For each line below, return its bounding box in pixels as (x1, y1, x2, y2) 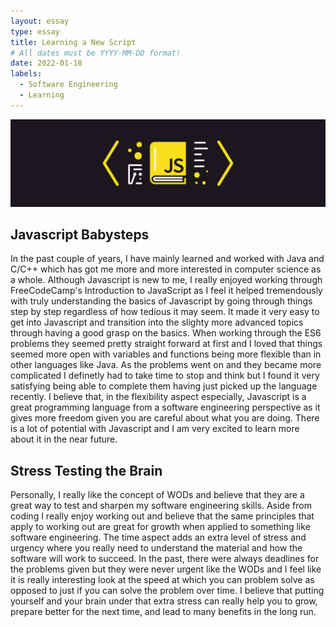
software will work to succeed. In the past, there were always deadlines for (10, 553, 320, 565)
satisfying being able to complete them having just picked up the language (10, 380, 318, 392)
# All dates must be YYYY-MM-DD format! (10, 48, 182, 58)
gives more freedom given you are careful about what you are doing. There (10, 412, 320, 424)
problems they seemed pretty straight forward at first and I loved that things (10, 338, 323, 350)
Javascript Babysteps (10, 226, 150, 243)
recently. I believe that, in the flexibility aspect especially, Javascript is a (10, 391, 307, 403)
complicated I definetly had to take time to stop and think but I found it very (10, 370, 320, 382)
